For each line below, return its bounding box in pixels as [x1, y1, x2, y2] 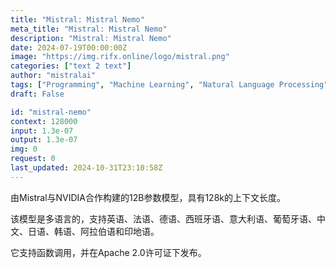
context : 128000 [10, 116, 78, 126]
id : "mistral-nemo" [10, 107, 92, 117]
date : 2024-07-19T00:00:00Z [10, 42, 128, 53]
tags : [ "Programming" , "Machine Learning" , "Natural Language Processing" [10, 80, 329, 90]
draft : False [10, 89, 65, 99]
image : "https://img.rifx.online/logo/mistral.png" [10, 52, 230, 62]
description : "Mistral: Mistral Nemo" [10, 33, 172, 43]
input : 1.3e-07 [10, 126, 74, 136]
